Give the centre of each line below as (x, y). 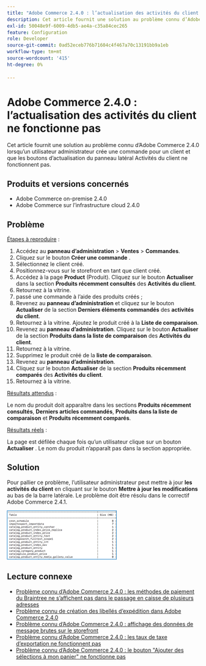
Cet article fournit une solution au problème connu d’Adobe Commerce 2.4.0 (103, 145)
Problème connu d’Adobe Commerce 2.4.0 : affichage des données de (105, 624)
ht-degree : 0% (25, 64)
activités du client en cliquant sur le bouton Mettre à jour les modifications (102, 489)
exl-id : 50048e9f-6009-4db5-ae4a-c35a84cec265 (67, 26)
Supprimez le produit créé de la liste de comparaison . (84, 355)
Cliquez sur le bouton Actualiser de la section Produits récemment (101, 368)
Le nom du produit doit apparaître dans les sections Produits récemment (99, 405)
